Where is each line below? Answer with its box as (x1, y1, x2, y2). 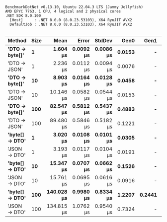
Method (7, 37, 27, 44)
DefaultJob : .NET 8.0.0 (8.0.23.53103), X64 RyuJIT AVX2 (9, 22, 133, 27)
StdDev (94, 37, 113, 44)
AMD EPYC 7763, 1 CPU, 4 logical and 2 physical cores (5, 9, 121, 14)
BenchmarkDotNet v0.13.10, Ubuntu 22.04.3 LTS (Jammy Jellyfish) (5, 4, 143, 9)
